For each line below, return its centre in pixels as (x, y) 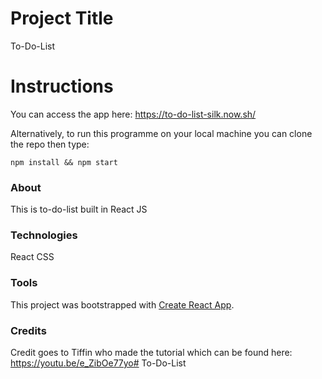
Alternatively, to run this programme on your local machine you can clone (161, 133)
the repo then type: (50, 144)
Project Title (62, 18)
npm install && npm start (64, 162)
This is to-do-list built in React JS (79, 209)
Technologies (44, 235)
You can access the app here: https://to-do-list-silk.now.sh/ (133, 114)
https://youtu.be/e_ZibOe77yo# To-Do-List (98, 363)
